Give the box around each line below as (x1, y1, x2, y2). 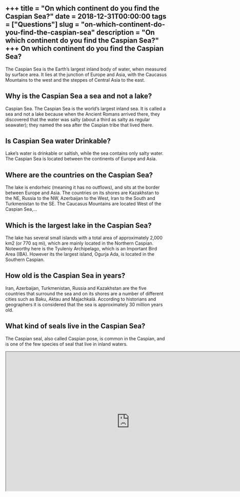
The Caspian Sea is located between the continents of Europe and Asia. (5, 156, 157, 162)
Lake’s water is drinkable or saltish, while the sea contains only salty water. (5, 150, 164, 156)
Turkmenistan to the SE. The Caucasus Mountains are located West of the (5, 200, 162, 207)
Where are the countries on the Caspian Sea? (5, 171, 153, 179)
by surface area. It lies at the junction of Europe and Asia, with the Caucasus (5, 71, 167, 78)
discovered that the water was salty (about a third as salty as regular (5, 116, 150, 122)
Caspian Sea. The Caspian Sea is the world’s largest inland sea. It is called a (5, 105, 166, 112)
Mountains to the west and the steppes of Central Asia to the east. (5, 77, 145, 83)
